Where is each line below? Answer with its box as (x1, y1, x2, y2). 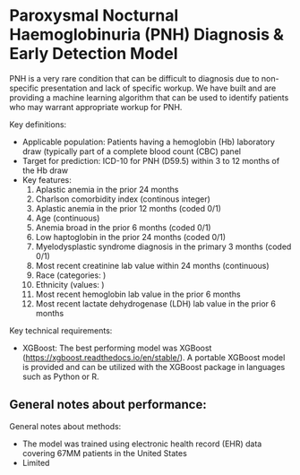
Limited (21, 457, 50, 468)
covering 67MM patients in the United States (21, 447, 188, 458)
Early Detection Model (9, 44, 178, 64)
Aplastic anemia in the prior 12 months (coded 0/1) (35, 203, 222, 213)
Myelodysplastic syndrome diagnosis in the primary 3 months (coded (35, 241, 292, 252)
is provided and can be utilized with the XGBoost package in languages (21, 361, 286, 372)
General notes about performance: (9, 397, 208, 412)
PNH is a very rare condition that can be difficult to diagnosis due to (9, 73, 260, 83)
